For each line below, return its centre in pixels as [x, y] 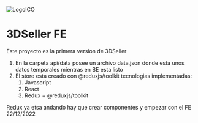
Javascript [38, 82]
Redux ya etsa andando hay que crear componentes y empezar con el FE [99, 107]
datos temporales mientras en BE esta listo [69, 69]
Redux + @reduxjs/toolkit [56, 95]
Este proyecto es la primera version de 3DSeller [67, 51]
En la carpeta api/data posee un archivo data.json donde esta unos [100, 63]
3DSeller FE [36, 34]
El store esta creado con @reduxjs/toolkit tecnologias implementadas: [103, 76]
